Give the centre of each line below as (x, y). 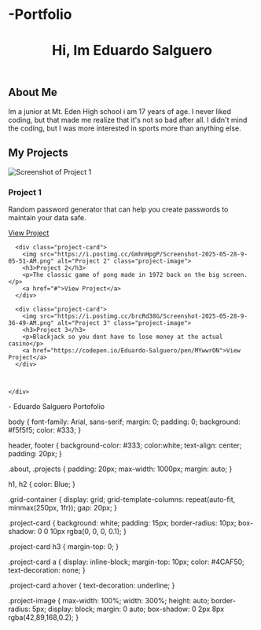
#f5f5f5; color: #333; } (44, 429)
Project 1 (25, 192)
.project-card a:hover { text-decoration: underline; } (92, 585)
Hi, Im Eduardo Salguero (132, 51)
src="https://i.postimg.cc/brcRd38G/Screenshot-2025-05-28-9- (143, 316)
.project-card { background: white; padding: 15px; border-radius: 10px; (123, 523)
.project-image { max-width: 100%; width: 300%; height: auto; (109, 600)
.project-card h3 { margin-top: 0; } (64, 546)
